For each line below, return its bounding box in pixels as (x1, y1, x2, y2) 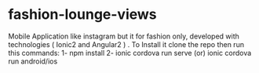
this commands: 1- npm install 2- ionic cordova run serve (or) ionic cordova (8, 48, 252, 57)
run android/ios (8, 57, 58, 66)
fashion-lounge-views (8, 5, 157, 24)
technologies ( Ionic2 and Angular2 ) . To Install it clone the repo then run (8, 39, 245, 49)
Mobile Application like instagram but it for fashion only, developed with (8, 31, 239, 41)
